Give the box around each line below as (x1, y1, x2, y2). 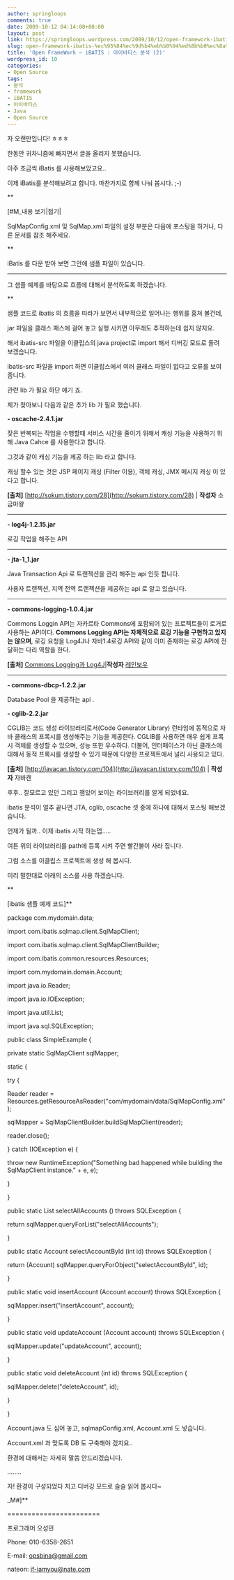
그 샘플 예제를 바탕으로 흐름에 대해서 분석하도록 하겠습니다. (7, 280, 167, 288)
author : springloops (7, 10, 68, 17)
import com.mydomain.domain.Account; (7, 967, 123, 976)
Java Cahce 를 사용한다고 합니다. (14, 437, 107, 446)
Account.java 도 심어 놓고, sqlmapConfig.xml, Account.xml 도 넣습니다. (7, 1424, 207, 1432)
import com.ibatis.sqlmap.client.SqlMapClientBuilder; (7, 940, 160, 949)
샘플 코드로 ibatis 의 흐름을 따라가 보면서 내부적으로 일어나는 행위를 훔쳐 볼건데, (7, 309, 223, 317)
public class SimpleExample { (7, 1035, 92, 1044)
